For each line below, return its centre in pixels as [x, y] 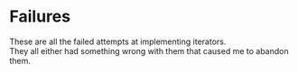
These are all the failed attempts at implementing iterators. [118, 41]
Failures [40, 17]
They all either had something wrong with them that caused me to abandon [149, 50]
